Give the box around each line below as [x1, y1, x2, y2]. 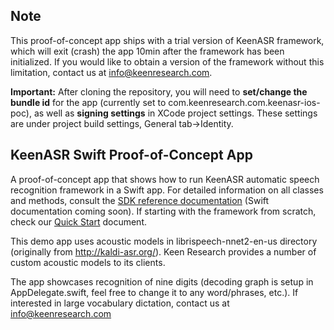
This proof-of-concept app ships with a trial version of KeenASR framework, [10, 34, 325, 46]
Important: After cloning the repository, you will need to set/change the [10, 85, 308, 98]
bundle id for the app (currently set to [10, 96, 167, 108]
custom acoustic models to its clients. [10, 256, 166, 268]
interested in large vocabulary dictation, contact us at [10, 297, 230, 309]
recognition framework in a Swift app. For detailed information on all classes [10, 184, 324, 196]
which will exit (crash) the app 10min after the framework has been [10, 45, 285, 57]
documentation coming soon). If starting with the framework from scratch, [10, 205, 317, 217]
